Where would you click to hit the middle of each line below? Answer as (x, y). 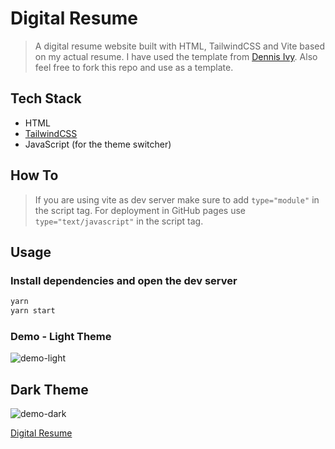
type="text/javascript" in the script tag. (119, 221)
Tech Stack (46, 98)
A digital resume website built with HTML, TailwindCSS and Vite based (180, 46)
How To (34, 175)
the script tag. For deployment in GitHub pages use (140, 210)
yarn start (33, 311)
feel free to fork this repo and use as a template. (134, 67)
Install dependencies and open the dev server (124, 280)
